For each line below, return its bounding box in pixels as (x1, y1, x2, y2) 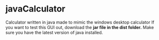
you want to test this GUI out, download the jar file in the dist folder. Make (5, 24, 154, 30)
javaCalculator (5, 3, 65, 14)
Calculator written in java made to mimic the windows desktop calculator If (5, 19, 155, 25)
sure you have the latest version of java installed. (5, 29, 103, 35)
